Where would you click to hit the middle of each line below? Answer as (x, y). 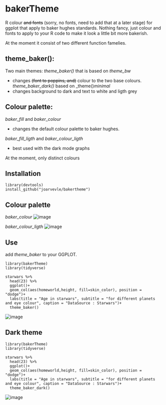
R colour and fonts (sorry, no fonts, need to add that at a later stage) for (79, 23)
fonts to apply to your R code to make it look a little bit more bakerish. (77, 33)
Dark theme (24, 333)
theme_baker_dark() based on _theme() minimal (61, 86)
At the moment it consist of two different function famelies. (66, 43)
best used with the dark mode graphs (51, 148)
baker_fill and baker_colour (33, 119)
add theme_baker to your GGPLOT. (41, 254)
